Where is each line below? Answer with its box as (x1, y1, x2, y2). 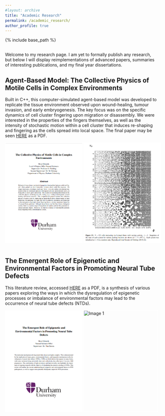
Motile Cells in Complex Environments (5, 84, 123, 92)
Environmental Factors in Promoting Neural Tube (5, 264, 155, 273)
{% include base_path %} (5, 37, 56, 43)
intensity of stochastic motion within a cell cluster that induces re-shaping (5, 122, 153, 128)
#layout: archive (5, 8, 40, 13)
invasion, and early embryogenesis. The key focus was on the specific (5, 107, 146, 113)
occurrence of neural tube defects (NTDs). (5, 300, 91, 306)
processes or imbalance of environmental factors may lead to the (5, 295, 135, 301)
